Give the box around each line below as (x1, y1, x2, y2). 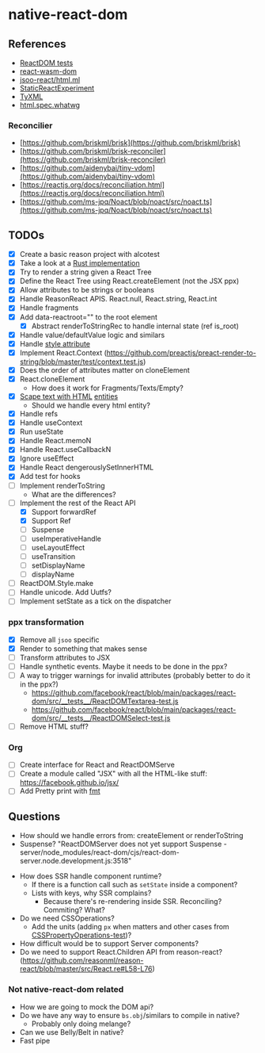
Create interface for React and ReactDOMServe (19, 760, 176, 770)
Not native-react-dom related (8, 984, 124, 995)
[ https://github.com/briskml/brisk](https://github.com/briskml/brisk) (19, 138, 241, 147)
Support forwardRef (31, 507, 97, 516)
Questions (8, 810, 61, 823)
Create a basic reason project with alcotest (19, 250, 160, 259)
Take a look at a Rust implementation (19, 258, 140, 268)
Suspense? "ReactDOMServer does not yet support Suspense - (19, 839, 227, 849)
